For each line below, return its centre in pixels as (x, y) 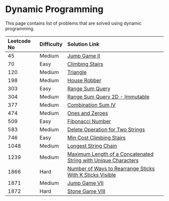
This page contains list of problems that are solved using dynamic (73, 23)
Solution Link (83, 44)
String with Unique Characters (103, 160)
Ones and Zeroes (88, 113)
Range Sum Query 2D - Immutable (108, 97)
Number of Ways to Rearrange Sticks (111, 168)
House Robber (84, 80)
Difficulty (51, 44)
